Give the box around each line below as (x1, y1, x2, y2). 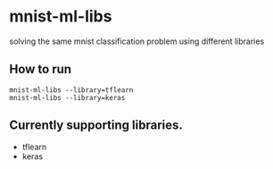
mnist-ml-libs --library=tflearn (9, 85, 134, 95)
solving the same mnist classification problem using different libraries (9, 36, 265, 46)
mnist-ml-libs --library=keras (9, 93, 126, 102)
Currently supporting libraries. (9, 118, 183, 133)
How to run (9, 62, 72, 77)
